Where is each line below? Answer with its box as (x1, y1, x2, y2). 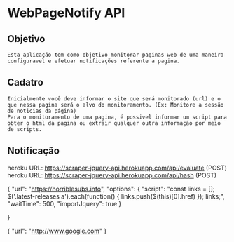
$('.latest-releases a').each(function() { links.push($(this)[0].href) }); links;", (7, 191, 226, 201)
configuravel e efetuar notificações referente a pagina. (7, 58, 180, 65)
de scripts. (7, 126, 42, 133)
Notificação (7, 145, 60, 157)
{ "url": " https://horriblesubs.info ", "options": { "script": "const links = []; (7, 184, 215, 193)
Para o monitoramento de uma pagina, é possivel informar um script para (7, 114, 228, 121)
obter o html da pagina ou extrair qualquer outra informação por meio (7, 119, 221, 127)
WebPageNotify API (7, 5, 125, 21)
